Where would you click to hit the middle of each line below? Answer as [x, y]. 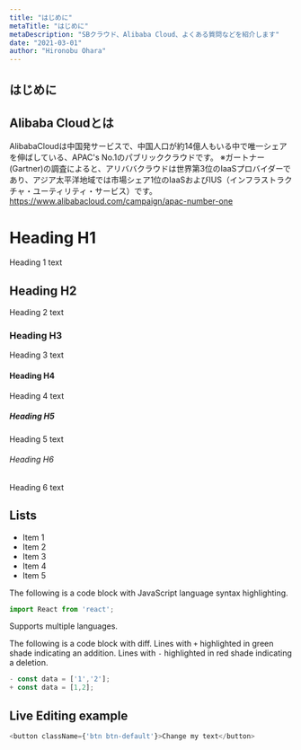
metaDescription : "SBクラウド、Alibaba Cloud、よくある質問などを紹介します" [145, 34]
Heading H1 [53, 238]
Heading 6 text [37, 487]
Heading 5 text [37, 439]
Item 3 [34, 556]
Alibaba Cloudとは [62, 123]
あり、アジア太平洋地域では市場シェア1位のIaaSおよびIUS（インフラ [135, 180]
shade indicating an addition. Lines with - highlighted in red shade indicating [150, 653]
